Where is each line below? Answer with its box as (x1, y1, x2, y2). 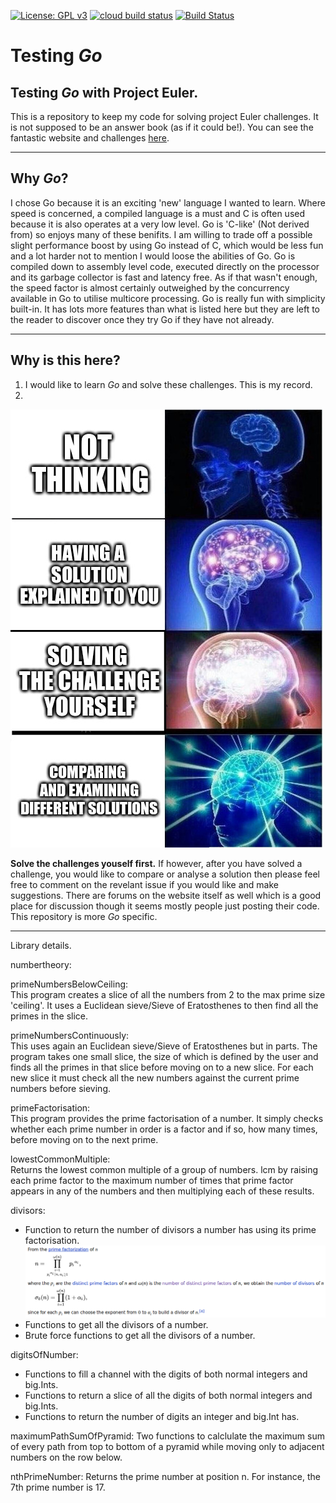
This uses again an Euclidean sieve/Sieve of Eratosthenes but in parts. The (10, 1040, 318, 1052)
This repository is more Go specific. (10, 910, 158, 922)
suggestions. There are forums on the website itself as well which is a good (10, 889, 322, 901)
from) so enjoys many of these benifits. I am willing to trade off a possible (10, 228, 313, 240)
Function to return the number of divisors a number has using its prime (24, 1223, 317, 1235)
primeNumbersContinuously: (10, 1029, 130, 1041)
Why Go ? (10, 170, 69, 187)
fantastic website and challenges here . (10, 132, 170, 144)
